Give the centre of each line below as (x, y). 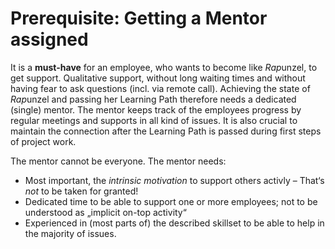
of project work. (43, 141)
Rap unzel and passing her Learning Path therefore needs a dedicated (153, 99)
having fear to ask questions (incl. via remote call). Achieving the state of (160, 88)
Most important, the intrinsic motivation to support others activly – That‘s (174, 180)
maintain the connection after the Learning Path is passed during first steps (166, 131)
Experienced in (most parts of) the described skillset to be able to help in (174, 223)
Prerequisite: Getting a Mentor (139, 18)
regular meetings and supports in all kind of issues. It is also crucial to (154, 120)
